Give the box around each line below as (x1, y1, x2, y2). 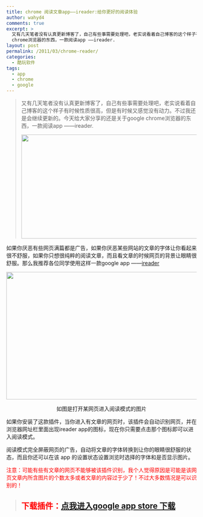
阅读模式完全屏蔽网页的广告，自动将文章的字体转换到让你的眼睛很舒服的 (6, 446, 186, 453)
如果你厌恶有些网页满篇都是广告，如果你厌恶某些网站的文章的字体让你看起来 (6, 245, 197, 251)
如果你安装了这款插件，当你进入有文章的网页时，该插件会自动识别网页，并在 (6, 418, 197, 425)
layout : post (6, 43, 39, 49)
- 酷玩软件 (11, 59, 36, 65)
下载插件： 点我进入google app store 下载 (21, 501, 176, 512)
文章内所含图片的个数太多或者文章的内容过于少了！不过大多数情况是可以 (11, 474, 192, 481)
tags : (6, 65, 20, 71)
